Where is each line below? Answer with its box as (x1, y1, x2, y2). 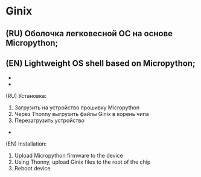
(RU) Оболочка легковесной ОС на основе (5, 28, 173, 39)
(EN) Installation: (5, 140, 47, 147)
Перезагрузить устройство (14, 117, 85, 124)
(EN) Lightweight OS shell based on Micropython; (5, 58, 196, 68)
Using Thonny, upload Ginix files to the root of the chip (14, 158, 151, 166)
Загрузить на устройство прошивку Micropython (14, 104, 140, 111)
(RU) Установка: (5, 92, 46, 100)
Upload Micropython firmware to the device (14, 152, 123, 159)
